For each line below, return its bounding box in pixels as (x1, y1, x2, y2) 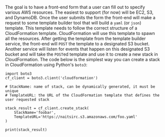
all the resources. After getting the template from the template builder (5, 35, 146, 41)
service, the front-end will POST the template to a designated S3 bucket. (5, 41, 150, 46)
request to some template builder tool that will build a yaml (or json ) (5, 20, 142, 26)
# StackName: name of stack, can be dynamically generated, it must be (5, 84, 155, 89)
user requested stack (5, 97, 50, 102)
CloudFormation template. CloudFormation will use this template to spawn (5, 31, 155, 36)
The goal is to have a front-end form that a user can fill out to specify (5, 4, 145, 10)
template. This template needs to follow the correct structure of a (5, 25, 137, 31)
